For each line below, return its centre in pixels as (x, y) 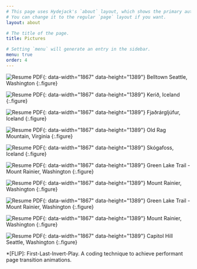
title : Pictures (26, 39)
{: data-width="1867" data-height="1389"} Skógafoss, (108, 147)
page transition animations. (39, 260)
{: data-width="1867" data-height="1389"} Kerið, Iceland (111, 94)
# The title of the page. (38, 33)
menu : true (19, 55)
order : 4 (17, 60)
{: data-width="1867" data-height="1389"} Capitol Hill (108, 235)
